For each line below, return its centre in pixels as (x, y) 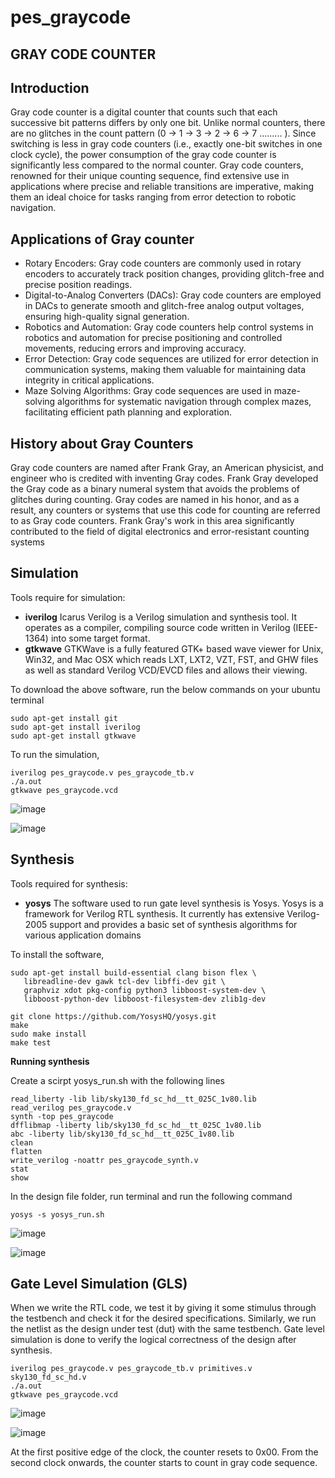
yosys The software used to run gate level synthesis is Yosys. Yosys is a (174, 903)
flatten (26, 1151)
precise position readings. (78, 285)
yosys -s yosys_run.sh (57, 1214)
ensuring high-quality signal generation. (107, 317)
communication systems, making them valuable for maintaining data (165, 370)
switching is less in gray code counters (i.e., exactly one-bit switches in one (166, 144)
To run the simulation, (55, 754)
